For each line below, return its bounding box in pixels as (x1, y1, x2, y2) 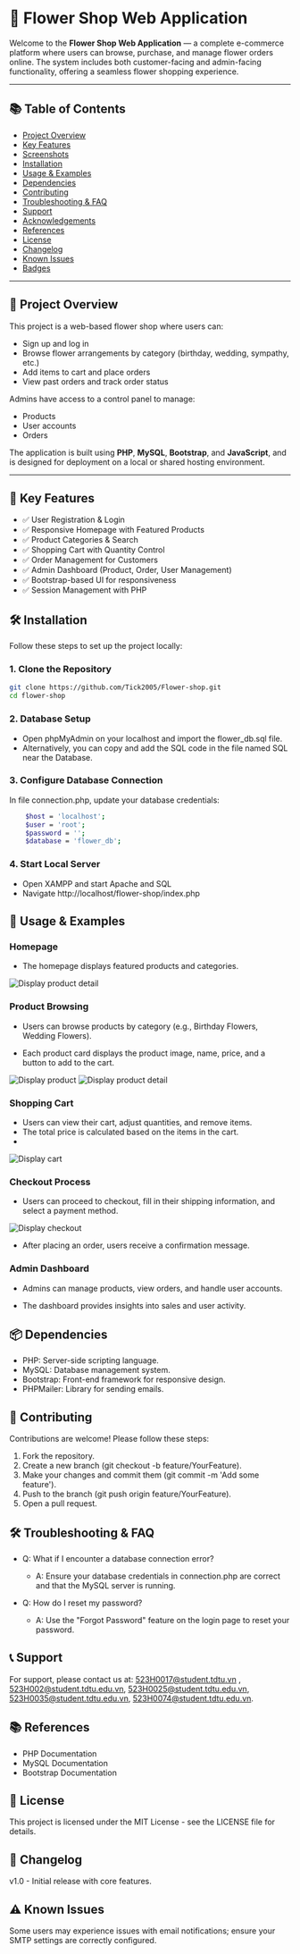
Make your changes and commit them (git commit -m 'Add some (21, 1470, 260, 1480)
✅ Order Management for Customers (21, 554, 159, 566)
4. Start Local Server (9, 858, 101, 871)
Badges (21, 263, 51, 274)
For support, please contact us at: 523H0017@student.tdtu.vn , (9, 1673, 241, 1684)
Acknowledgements (21, 215, 96, 226)
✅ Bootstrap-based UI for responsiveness (21, 575, 177, 585)
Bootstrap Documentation (21, 1767, 118, 1778)
